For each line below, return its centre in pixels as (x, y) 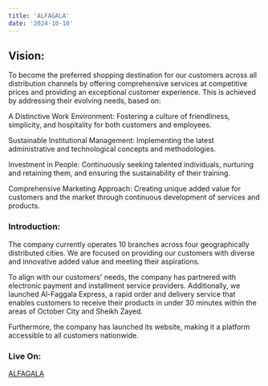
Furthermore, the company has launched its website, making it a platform (129, 326)
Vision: (26, 56)
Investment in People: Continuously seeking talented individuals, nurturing (131, 165)
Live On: (25, 356)
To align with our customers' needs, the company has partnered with (122, 277)
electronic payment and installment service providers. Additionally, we (124, 285)
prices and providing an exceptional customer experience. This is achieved (132, 92)
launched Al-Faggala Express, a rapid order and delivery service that (122, 294)
